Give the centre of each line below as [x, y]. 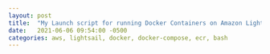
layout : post [30, 15]
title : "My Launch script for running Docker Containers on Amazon [125, 23]
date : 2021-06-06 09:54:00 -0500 [68, 30]
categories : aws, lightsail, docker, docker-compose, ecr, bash [118, 38]
